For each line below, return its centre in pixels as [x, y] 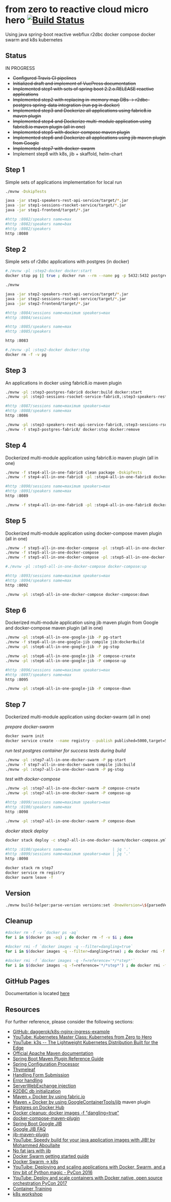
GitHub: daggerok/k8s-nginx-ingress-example [61, 1032]
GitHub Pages [27, 981]
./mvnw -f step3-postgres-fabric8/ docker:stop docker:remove [73, 429]
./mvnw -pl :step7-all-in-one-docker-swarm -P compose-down [70, 821]
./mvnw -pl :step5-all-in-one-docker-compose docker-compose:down [77, 594]
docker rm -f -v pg [26, 355]
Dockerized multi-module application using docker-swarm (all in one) [78, 717]
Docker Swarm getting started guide [51, 1156]
